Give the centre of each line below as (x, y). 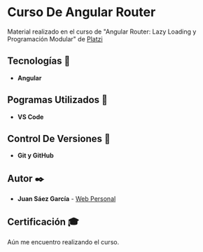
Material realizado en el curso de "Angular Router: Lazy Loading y (102, 31)
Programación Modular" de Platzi (55, 38)
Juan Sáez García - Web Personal (66, 199)
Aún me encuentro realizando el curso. (63, 242)
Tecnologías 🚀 (39, 61)
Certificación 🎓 (43, 222)
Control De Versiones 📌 (59, 138)
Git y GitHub (35, 155)
